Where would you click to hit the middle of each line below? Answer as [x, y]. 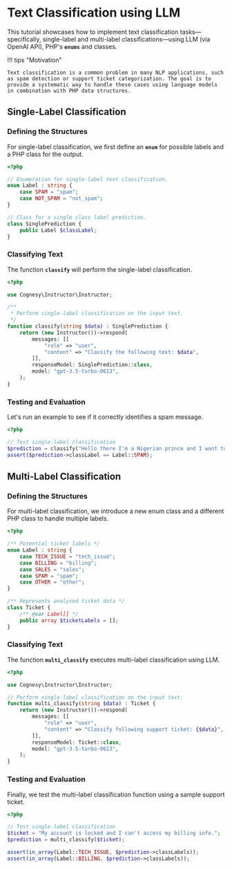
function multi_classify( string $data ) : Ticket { [81, 704]
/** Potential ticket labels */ [54, 544]
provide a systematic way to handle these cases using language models [112, 84]
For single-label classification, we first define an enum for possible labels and [116, 147]
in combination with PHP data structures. [69, 91]
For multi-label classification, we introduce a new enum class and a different [116, 511]
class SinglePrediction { [44, 224]
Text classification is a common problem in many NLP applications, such [116, 73]
